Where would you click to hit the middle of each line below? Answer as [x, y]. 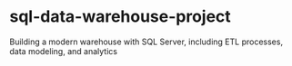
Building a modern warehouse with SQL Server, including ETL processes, [146, 42]
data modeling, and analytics [64, 51]
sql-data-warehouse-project [121, 17]
